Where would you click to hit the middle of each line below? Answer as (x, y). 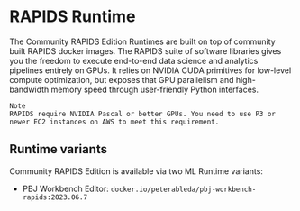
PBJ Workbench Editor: (66, 188)
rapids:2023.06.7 (55, 197)
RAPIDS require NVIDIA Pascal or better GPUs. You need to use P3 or (143, 114)
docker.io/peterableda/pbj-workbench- (184, 189)
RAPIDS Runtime (73, 17)
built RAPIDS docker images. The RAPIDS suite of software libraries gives (145, 50)
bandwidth (29, 89)
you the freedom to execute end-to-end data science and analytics (134, 60)
